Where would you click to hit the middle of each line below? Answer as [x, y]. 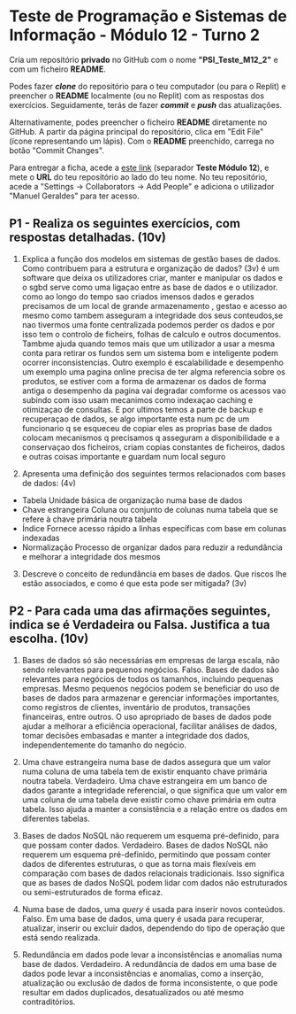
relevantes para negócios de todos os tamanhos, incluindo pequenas [148, 678]
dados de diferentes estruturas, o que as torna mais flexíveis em [139, 863]
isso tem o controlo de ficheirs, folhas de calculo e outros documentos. [151, 334]
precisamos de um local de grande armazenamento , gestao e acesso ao [154, 306]
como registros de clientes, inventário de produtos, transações [136, 707]
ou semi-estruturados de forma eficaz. [92, 892]
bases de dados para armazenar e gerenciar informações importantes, [151, 698]
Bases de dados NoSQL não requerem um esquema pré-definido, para [151, 835]
